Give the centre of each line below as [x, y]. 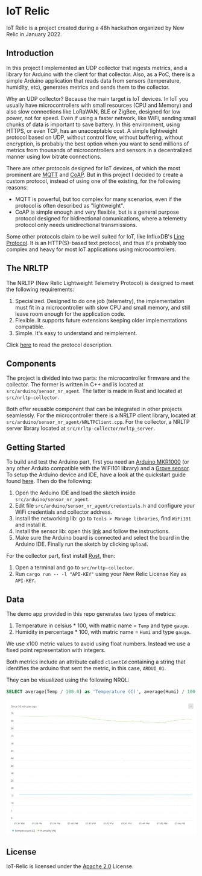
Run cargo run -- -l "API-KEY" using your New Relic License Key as [101, 574]
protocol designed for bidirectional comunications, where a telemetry [101, 218]
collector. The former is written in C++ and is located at [75, 385]
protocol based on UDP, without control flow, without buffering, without [95, 137]
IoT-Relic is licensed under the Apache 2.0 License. [70, 866]
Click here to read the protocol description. [60, 345]
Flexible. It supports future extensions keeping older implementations [101, 320]
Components [31, 363]
